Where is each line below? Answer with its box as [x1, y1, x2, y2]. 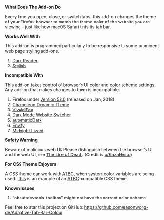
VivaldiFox [12, 107, 33, 112]
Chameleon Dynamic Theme [12, 102, 70, 107]
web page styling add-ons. [5, 48, 60, 54]
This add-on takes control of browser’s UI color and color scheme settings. [5, 82, 156, 88]
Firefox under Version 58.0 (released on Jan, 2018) [12, 96, 115, 102]
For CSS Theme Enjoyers [5, 161, 57, 167]
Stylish [12, 63, 26, 68]
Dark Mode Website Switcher [12, 112, 71, 118]
